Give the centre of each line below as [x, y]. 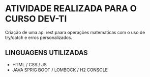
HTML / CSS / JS [29, 64]
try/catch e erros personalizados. [39, 38]
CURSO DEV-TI [36, 19]
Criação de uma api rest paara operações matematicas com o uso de [75, 32]
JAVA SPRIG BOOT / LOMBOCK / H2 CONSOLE [60, 70]
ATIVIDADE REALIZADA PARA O [71, 9]
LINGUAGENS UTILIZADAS [46, 53]
